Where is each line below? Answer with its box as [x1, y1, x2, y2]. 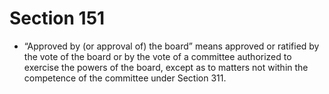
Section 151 [9, 7, 106, 30]
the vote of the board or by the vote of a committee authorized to [23, 50, 292, 62]
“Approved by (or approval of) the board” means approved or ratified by [23, 40, 320, 52]
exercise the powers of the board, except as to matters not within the [23, 61, 309, 73]
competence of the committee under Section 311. [23, 72, 227, 84]
